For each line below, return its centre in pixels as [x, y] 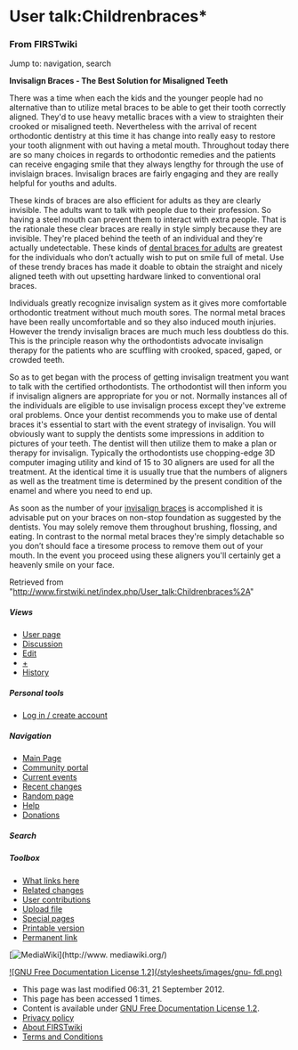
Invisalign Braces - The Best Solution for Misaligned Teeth [119, 81]
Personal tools [36, 693]
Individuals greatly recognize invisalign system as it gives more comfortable [148, 303]
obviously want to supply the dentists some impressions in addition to [137, 434]
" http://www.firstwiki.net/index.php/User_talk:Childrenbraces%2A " [132, 592]
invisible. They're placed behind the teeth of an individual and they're [136, 239]
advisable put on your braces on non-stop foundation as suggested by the [145, 518]
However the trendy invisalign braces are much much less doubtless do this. [149, 332]
